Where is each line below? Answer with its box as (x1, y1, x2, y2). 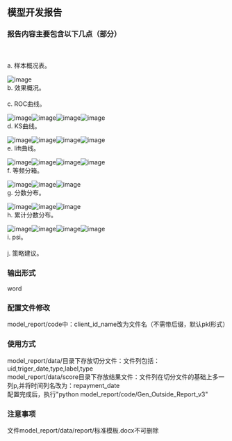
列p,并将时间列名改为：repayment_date (7, 381, 120, 389)
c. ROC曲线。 (7, 100, 46, 108)
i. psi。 (7, 233, 27, 241)
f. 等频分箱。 (7, 166, 44, 174)
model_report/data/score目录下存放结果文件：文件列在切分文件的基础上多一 (7, 372, 224, 381)
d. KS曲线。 (7, 121, 41, 130)
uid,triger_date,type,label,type (7, 364, 94, 373)
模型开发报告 (7, 6, 63, 19)
